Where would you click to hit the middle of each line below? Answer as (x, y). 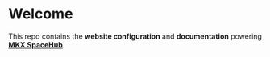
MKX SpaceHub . (37, 44)
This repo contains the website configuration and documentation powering (135, 36)
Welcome (41, 14)
